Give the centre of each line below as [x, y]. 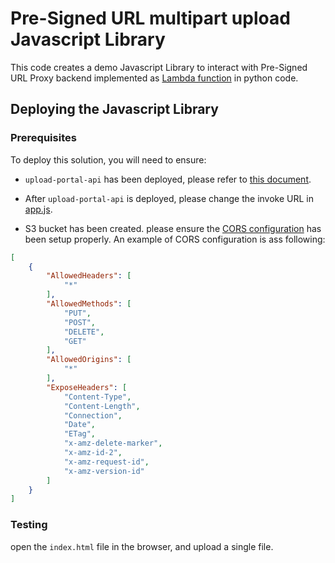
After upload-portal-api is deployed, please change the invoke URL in [169, 198]
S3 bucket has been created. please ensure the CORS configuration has [173, 228]
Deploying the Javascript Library [114, 109]
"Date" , [80, 425]
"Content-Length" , [102, 406]
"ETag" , [80, 434]
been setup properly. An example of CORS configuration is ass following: [175, 239]
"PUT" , [77, 313]
